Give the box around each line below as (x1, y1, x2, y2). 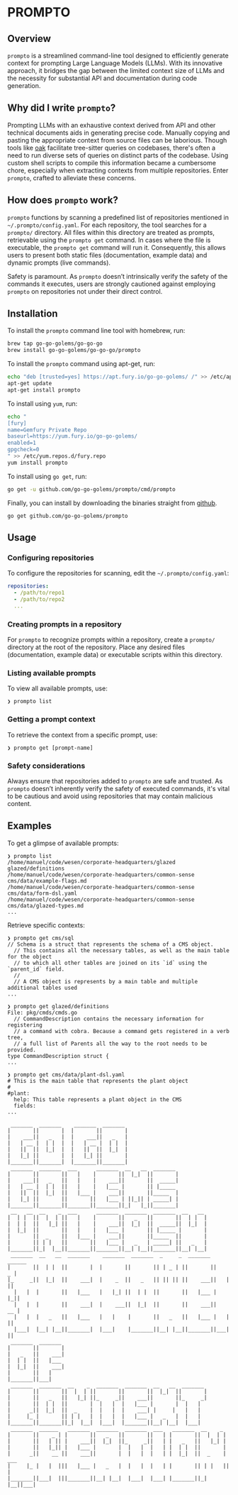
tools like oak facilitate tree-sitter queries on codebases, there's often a (7, 143, 216, 152)
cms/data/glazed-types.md (7, 902, 84, 909)
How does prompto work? (7, 194, 118, 206)
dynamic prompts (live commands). (7, 258, 111, 267)
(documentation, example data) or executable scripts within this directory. (7, 651, 223, 659)
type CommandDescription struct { (7, 1052, 110, 1059)
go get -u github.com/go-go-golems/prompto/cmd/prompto (7, 485, 176, 493)
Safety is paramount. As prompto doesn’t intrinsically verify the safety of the (7, 272, 228, 280)
